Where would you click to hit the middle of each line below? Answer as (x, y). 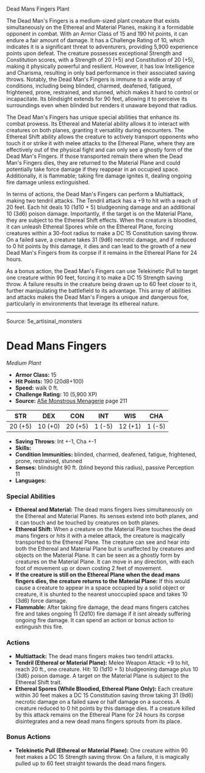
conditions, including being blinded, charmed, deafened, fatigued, (89, 86)
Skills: (23, 448)
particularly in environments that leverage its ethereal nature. (83, 304)
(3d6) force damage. (41, 601)
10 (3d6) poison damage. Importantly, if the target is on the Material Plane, (100, 213)
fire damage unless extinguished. (48, 182)
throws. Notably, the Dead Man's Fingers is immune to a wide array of (94, 79)
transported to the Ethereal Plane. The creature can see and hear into (103, 542)
